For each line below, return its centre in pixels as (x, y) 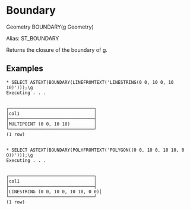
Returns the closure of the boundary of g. (57, 50)
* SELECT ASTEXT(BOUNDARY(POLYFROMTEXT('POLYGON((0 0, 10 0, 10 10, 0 (95, 150)
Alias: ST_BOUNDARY (33, 38)
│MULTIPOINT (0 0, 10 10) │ (51, 124)
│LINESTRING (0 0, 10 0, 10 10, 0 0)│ (54, 192)
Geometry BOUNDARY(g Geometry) (50, 27)
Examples (25, 69)
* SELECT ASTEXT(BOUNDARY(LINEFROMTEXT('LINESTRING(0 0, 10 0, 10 (90, 82)
